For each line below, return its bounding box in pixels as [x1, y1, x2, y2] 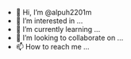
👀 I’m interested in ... [15, 16, 83, 26]
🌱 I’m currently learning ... [15, 25, 101, 33]
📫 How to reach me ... [15, 42, 90, 51]
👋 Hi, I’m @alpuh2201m [15, 8, 92, 17]
